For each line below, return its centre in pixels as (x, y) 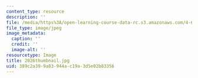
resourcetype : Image (32, 55)
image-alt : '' (29, 50)
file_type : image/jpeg (34, 28)
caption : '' (26, 39)
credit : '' (25, 45)
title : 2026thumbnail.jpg (38, 60)
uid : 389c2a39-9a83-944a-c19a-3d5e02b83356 (60, 66)
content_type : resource (35, 11)
